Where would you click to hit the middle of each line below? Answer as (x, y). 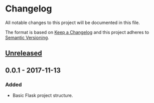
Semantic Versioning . (27, 37)
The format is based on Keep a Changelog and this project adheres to (77, 32)
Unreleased (24, 53)
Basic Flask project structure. (43, 95)
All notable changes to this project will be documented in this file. (73, 22)
